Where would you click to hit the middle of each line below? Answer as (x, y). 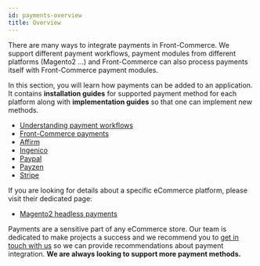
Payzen (32, 167)
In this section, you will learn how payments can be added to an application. (130, 85)
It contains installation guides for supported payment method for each (123, 93)
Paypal (31, 158)
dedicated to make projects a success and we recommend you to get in (123, 237)
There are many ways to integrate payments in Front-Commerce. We (119, 45)
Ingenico (34, 150)
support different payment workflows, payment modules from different (122, 53)
